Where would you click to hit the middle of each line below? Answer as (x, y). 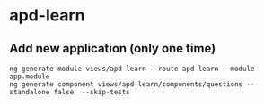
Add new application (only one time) (113, 48)
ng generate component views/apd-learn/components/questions (126, 85)
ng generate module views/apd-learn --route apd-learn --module (132, 69)
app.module (30, 77)
